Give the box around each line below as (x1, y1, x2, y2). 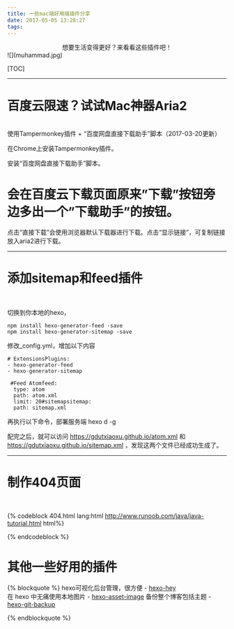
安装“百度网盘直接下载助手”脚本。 (7, 159, 104, 168)
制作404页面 (7, 475, 81, 491)
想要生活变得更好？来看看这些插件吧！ (62, 43, 172, 52)
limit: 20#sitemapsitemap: (13, 399, 92, 406)
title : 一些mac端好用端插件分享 (7, 10, 91, 17)
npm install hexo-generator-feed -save (7, 323, 123, 330)
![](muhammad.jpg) (7, 51, 63, 59)
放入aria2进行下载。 (7, 237, 65, 245)
